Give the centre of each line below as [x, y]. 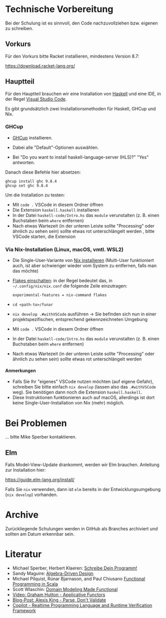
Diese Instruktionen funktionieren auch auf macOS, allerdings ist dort [83, 397]
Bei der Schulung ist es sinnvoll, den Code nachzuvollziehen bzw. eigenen [82, 23]
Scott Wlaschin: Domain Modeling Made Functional [65, 589]
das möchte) [25, 271]
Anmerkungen [20, 370]
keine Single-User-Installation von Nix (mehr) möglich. [68, 403]
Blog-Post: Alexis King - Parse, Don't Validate [59, 600]
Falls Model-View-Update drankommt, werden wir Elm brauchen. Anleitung [82, 465]
